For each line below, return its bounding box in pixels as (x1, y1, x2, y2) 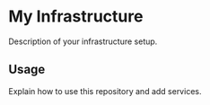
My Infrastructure (8, 6, 144, 27)
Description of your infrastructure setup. (8, 36, 158, 47)
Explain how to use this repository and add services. (8, 85, 202, 96)
